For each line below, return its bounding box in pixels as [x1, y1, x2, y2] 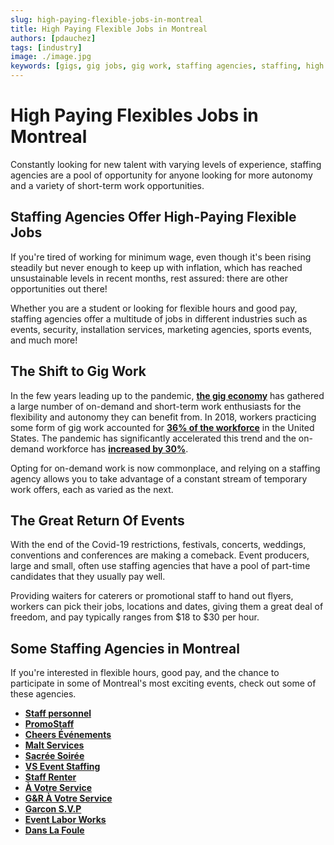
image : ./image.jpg [10, 52, 92, 62]
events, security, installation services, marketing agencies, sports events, [10, 323, 313, 335]
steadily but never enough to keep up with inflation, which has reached [10, 261, 303, 273]
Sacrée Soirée [24, 750, 85, 762]
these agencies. [10, 688, 77, 700]
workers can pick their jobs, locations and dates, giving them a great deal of [10, 601, 324, 613]
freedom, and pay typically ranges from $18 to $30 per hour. [10, 611, 260, 623]
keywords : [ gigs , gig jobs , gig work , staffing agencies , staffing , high [10, 61, 325, 71]
